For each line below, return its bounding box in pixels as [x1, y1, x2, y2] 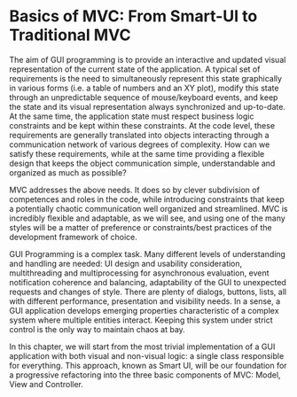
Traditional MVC [9, 25, 131, 45]
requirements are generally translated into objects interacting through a [9, 129, 270, 140]
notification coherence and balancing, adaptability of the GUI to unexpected [9, 276, 286, 287]
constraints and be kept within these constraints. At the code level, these [9, 120, 276, 130]
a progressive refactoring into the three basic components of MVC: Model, [9, 370, 281, 380]
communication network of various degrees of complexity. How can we [9, 139, 270, 150]
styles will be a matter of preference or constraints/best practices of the [9, 222, 272, 232]
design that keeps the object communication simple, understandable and [9, 158, 276, 168]
